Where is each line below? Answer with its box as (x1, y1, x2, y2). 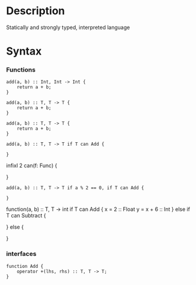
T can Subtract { (6, 212, 46, 219)
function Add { (6, 263, 44, 269)
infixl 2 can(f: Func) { (6, 162, 57, 169)
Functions (6, 66, 36, 74)
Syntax (6, 44, 42, 58)
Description (6, 4, 65, 18)
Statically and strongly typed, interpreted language (6, 24, 130, 31)
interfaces (6, 250, 37, 258)
